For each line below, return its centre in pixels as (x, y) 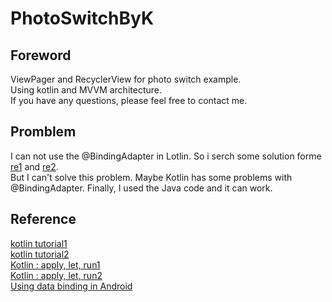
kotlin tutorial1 (39, 243)
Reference (43, 219)
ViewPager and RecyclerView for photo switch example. (126, 79)
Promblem (43, 132)
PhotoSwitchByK (82, 18)
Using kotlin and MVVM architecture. (86, 90)
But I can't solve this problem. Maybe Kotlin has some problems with (151, 177)
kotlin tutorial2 (40, 254)
